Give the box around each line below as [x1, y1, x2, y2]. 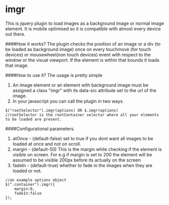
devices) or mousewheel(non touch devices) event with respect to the [5, 52, 151, 58]
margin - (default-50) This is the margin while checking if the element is [12, 146, 162, 152]
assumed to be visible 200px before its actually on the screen [12, 157, 141, 163]
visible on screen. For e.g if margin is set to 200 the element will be [12, 151, 152, 157]
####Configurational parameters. [5, 126, 75, 132]
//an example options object [5, 177, 67, 183]
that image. [5, 62, 29, 68]
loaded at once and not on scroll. [12, 141, 82, 147]
